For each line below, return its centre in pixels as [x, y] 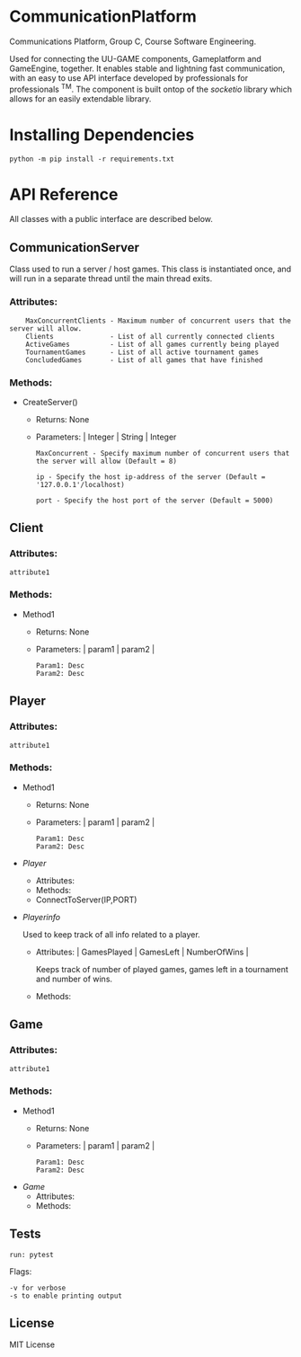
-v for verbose [38, 1288]
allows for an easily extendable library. [80, 98]
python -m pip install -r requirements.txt [92, 159]
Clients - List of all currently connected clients [150, 336]
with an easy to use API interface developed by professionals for [129, 77]
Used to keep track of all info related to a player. [111, 934]
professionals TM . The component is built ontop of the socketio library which [150, 88]
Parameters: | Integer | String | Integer [106, 437]
